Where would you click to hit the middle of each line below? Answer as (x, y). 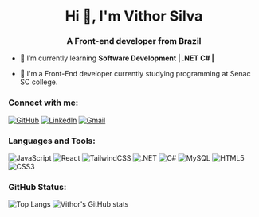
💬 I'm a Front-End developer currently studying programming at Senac (135, 74)
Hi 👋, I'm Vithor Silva (134, 16)
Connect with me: (43, 103)
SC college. (39, 82)
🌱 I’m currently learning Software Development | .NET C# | (117, 58)
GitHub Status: (37, 187)
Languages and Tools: (52, 141)
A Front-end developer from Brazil (134, 41)
